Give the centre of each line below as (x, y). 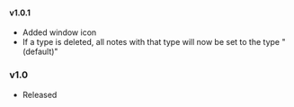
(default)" (40, 52)
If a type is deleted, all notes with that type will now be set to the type (151, 42)
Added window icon (59, 32)
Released (40, 94)
